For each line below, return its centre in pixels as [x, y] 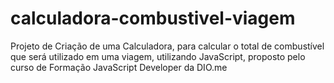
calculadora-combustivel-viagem [153, 18]
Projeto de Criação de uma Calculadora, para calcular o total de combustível [167, 46]
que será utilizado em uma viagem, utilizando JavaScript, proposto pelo [158, 56]
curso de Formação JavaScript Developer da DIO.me [119, 67]
